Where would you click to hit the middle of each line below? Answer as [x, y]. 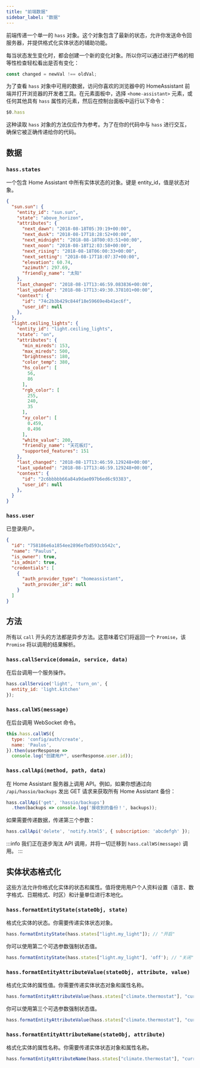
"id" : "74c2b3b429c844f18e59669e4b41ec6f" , [77, 301]
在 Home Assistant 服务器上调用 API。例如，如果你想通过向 [79, 784]
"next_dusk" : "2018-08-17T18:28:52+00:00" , [77, 235]
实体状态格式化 [34, 872]
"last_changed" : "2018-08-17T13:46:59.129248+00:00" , [85, 463]
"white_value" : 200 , [47, 440]
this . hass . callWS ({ [30, 734]
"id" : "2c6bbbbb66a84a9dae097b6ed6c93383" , [77, 479]
